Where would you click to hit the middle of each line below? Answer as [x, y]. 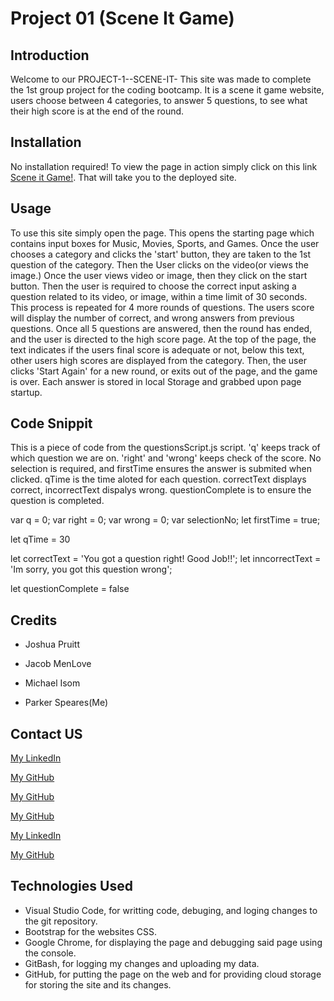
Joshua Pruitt [52, 644]
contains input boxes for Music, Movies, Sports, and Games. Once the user [165, 243]
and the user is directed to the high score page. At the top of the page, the [163, 339]
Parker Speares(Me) [66, 703]
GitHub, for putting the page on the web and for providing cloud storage [173, 974]
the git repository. [61, 921]
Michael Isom [52, 683]
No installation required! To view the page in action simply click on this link [164, 166]
